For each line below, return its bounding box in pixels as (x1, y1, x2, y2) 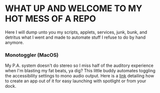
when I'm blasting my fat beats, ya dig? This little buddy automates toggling (5, 68, 156, 74)
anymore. (5, 39, 24, 45)
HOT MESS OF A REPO (5, 13, 96, 24)
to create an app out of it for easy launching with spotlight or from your (5, 78, 146, 84)
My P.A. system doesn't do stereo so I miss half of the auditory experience (5, 62, 154, 68)
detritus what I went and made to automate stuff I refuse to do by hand (5, 34, 146, 40)
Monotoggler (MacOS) (5, 51, 59, 58)
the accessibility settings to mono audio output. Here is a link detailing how (5, 73, 154, 79)
